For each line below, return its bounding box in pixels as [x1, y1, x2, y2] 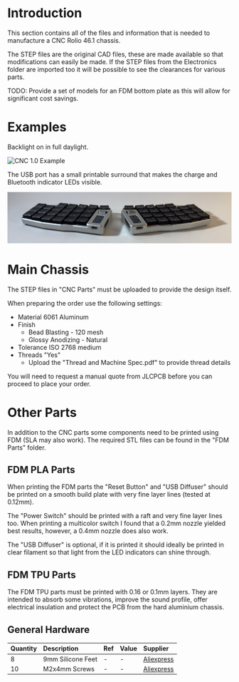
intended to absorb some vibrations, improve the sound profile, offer [7, 595, 208, 604]
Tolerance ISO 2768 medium [17, 343, 102, 351]
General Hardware [7, 624, 90, 636]
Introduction [7, 5, 83, 21]
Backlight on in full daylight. [7, 143, 89, 151]
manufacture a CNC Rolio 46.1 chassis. [7, 36, 121, 44]
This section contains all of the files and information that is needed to [7, 29, 211, 37]
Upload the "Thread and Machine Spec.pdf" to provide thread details [28, 358, 231, 366]
